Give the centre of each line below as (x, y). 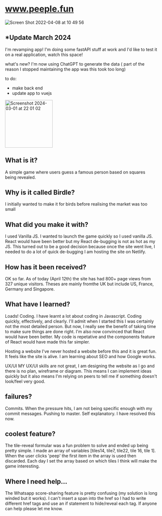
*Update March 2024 (38, 38)
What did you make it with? (47, 224)
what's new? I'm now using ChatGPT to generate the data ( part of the (75, 64)
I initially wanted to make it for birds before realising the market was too (76, 204)
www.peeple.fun (39, 9)
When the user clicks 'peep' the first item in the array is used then (71, 456)
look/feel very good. (25, 381)
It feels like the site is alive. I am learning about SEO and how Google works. (81, 356)
